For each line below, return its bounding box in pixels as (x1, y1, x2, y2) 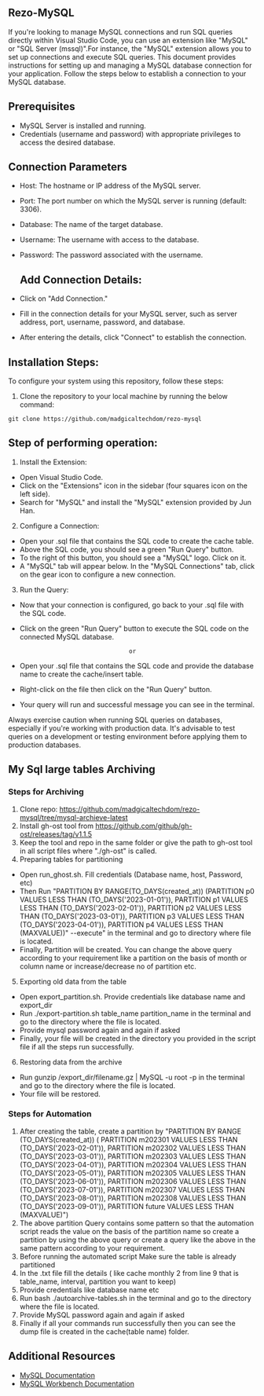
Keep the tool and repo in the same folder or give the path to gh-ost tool (19, 837, 253, 847)
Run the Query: (19, 584, 69, 594)
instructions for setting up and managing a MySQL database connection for (8, 60, 252, 70)
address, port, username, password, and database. (19, 317, 185, 327)
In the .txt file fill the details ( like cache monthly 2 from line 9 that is (19, 1268, 240, 1277)
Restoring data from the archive (19, 1057, 123, 1067)
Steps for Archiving (8, 786, 84, 797)
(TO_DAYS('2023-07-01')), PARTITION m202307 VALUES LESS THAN (19, 1185, 245, 1194)
